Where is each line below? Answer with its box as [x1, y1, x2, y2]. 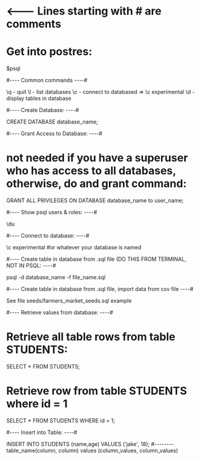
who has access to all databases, [6, 164, 177, 178]
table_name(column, [6, 447, 58, 454]
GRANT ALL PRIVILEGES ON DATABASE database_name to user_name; [6, 197, 184, 204]
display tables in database [6, 95, 71, 102]
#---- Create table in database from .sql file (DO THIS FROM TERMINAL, [6, 255, 186, 263]
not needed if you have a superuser [6, 151, 188, 165]
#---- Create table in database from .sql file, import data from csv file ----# [6, 286, 194, 293]
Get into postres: [6, 45, 93, 59]
